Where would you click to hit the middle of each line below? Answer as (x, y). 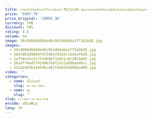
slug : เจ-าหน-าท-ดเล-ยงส (27, 99)
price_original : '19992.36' (33, 18)
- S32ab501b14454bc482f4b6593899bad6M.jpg (53, 68)
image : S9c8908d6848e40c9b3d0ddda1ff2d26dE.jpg (54, 41)
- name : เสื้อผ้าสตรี (25, 81)
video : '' (15, 72)
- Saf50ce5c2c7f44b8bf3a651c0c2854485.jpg (53, 59)
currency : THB (19, 23)
